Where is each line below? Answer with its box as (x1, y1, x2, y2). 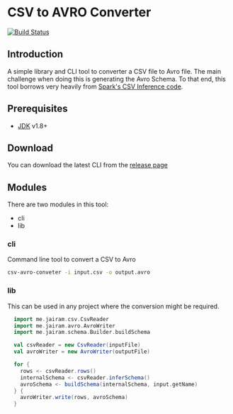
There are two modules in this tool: (7, 200, 109, 209)
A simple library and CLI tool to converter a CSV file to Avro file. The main (7, 67, 222, 75)
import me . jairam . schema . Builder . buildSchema (13, 329, 151, 336)
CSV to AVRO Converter (7, 4, 152, 21)
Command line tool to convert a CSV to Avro (7, 255, 136, 264)
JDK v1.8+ (17, 121, 48, 130)
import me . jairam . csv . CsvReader (13, 315, 110, 323)
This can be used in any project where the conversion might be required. (7, 302, 220, 310)
